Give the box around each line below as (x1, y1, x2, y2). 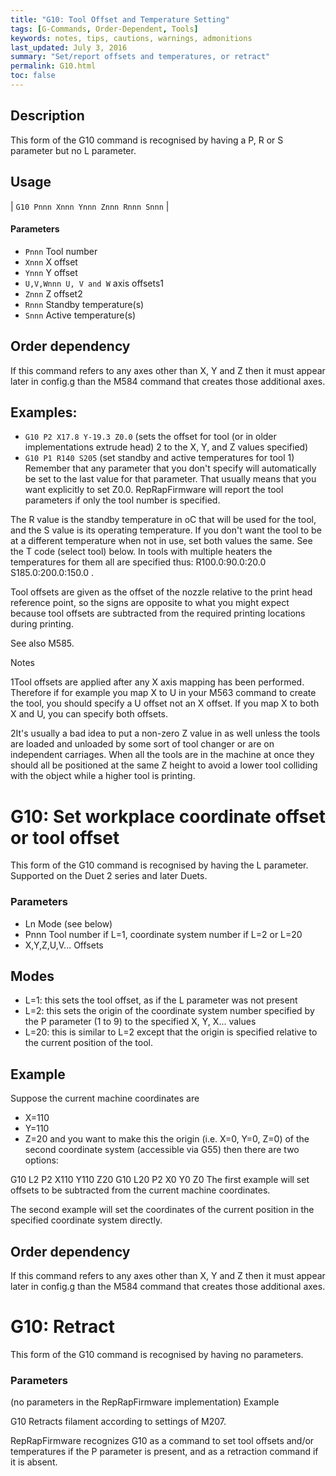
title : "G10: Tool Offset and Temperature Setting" (10, 14, 230, 25)
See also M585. (10, 637, 75, 650)
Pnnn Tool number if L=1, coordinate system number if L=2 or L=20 (24, 928, 303, 940)
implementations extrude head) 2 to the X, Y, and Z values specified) (24, 441, 309, 453)
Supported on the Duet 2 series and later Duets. (10, 870, 208, 882)
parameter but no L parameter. (10, 144, 137, 156)
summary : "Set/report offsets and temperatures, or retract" (10, 52, 271, 62)
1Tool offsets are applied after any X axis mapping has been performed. (10, 676, 305, 688)
